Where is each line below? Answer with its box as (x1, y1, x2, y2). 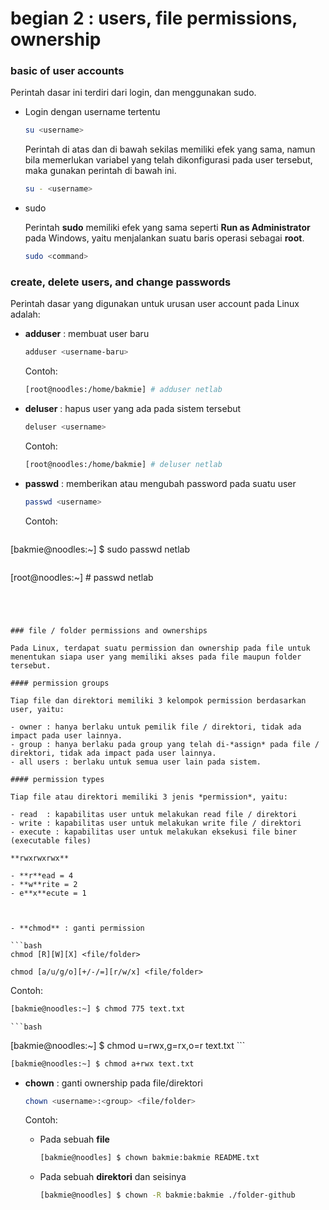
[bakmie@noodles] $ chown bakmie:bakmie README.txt (39, 1153, 260, 1163)
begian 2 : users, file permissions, (10, 7, 298, 30)
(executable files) (10, 835, 92, 846)
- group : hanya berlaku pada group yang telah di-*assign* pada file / (10, 739, 320, 749)
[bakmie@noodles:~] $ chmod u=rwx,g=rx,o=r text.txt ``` (10, 1039, 246, 1051)
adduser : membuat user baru (24, 328, 150, 340)
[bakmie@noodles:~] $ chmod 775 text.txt (10, 1003, 186, 1014)
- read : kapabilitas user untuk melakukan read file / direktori (10, 809, 298, 819)
